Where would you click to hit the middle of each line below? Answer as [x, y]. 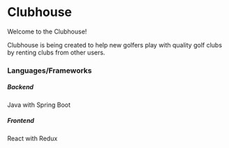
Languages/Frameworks [50, 71]
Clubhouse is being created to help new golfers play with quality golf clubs [114, 45]
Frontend [21, 121]
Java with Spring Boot [39, 105]
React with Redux [32, 138]
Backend [20, 87]
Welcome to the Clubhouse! [47, 31]
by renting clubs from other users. [56, 52]
